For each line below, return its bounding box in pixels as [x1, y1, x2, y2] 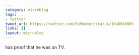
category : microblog [5, 7, 49, 12]
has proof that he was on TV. [5, 44, 65, 50]
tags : [5, 12, 17, 17]
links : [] [5, 26, 26, 31]
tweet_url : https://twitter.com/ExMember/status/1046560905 [5, 21, 134, 26]
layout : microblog [5, 30, 44, 35]
